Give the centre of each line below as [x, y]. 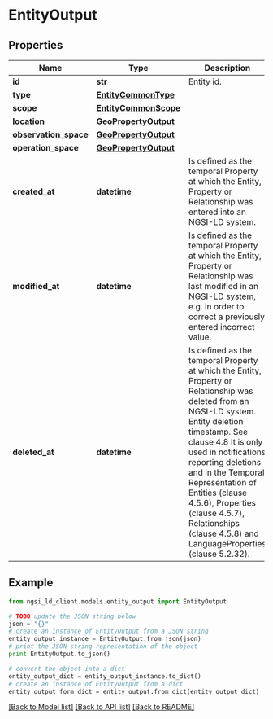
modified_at [36, 286]
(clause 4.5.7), [217, 513]
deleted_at [33, 452]
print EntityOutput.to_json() [60, 654]
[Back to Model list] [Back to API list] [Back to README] [102, 707]
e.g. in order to [216, 307]
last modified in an [223, 286]
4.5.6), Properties [222, 503]
